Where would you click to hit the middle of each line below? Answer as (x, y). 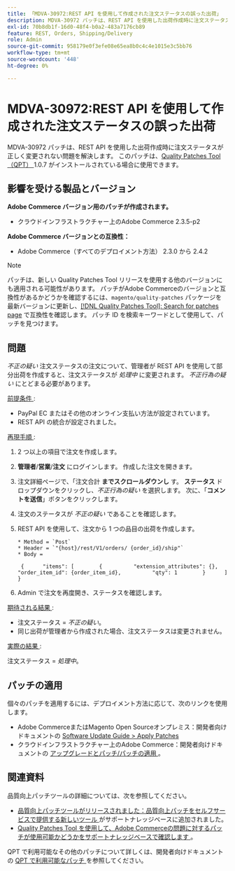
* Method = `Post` (44, 542)
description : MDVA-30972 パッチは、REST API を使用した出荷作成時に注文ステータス (119, 20)
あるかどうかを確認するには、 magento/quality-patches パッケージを (124, 298)
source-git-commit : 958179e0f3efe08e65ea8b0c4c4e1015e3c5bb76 (100, 46)
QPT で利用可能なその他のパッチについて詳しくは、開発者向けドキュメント (115, 851)
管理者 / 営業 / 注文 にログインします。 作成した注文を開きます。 (106, 467)
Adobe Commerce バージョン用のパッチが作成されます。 (90, 207)
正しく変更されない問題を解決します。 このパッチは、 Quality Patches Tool (114, 155)
